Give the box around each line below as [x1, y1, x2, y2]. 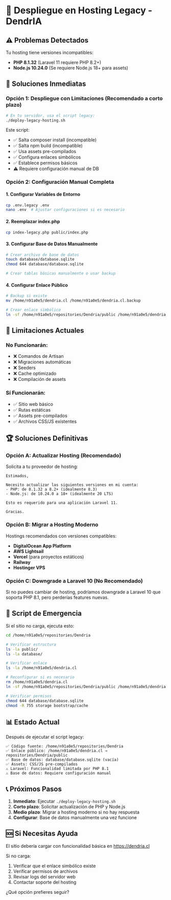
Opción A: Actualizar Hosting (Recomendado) [6, 452, 121, 459]
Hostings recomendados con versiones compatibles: [6, 532, 117, 539]
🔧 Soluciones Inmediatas [6, 79, 86, 89]
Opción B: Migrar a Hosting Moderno [6, 521, 99, 528]
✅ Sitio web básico [13, 401, 53, 407]
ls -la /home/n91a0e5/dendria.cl [6, 666, 77, 671]
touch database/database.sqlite [6, 257, 75, 262]
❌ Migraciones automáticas [13, 359, 71, 365]
